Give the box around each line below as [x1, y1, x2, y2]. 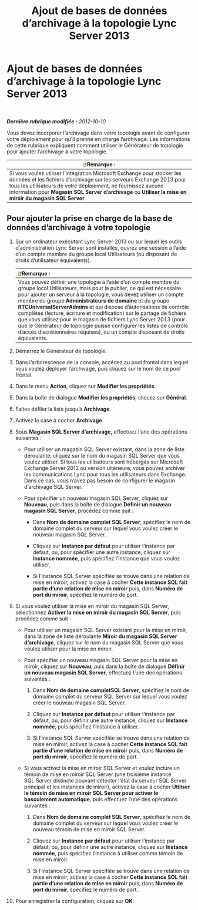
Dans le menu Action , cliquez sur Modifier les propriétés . [15, 383, 156, 390]
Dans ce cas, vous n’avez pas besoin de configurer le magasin [24, 477, 176, 484]
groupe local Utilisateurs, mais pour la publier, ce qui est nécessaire [18, 284, 182, 291]
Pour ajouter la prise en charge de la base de [6, 213, 173, 223]
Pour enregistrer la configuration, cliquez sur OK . [15, 898, 135, 905]
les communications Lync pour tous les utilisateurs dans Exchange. [24, 471, 187, 478]
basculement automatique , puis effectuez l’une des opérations [24, 796, 178, 803]
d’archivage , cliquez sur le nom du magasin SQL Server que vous [24, 639, 184, 646]
